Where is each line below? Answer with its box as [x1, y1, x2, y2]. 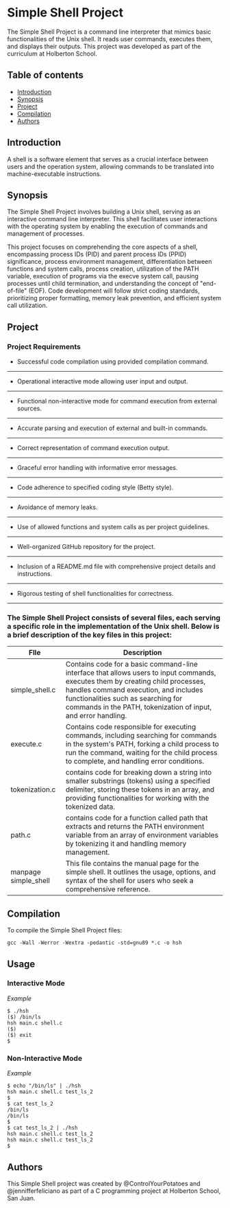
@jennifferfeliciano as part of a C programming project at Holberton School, [7, 1187, 221, 1195]
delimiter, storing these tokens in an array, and [65, 785, 215, 794]
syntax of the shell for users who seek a [65, 876, 194, 886]
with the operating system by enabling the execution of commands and [7, 222, 207, 231]
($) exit [7, 1031, 32, 1038]
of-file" [7, 287, 27, 295]
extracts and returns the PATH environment [65, 822, 205, 831]
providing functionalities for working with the [65, 794, 209, 803]
